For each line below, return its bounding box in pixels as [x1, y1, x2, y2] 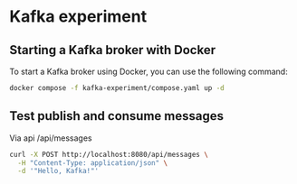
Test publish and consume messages [9, 108, 225, 124]
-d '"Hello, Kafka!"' [17, 167, 100, 176]
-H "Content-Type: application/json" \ [17, 158, 168, 168]
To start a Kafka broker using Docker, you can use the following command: [9, 66, 288, 77]
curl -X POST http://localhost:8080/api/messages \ [9, 150, 208, 159]
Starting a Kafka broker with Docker [9, 42, 216, 58]
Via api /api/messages [9, 133, 92, 143]
